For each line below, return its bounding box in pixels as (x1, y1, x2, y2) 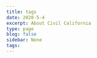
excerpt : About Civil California (6, 20, 92, 26)
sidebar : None (6, 37, 43, 43)
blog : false (6, 31, 37, 37)
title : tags (6, 8, 37, 15)
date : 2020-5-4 (6, 14, 45, 21)
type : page (6, 25, 34, 32)
